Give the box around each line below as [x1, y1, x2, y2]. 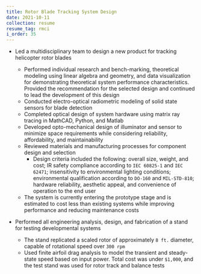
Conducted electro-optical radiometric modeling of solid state [23, 98, 178, 105]
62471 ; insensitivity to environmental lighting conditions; [32, 168, 172, 175]
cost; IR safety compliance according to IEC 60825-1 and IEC [32, 162, 184, 169]
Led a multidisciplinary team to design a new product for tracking [14, 48, 177, 55]
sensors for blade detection [23, 104, 93, 111]
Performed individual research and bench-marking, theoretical [23, 66, 179, 73]
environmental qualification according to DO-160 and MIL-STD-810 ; [32, 175, 194, 182]
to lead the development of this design [23, 92, 120, 99]
